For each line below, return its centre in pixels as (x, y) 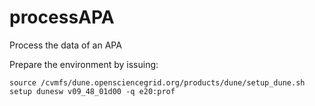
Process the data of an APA (65, 45)
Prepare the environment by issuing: (84, 64)
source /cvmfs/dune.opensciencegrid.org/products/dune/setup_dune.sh (157, 82)
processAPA (62, 17)
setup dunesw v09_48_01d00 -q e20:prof (92, 91)
